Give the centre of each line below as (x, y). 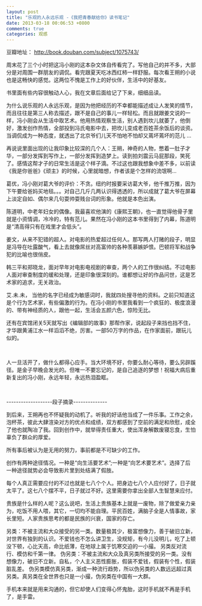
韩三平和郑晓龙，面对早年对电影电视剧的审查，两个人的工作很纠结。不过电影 (101, 267)
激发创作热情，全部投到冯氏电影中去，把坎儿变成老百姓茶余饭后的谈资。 (106, 128)
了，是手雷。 (22, 597)
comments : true (25, 29)
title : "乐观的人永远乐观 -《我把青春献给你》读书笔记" (68, 17)
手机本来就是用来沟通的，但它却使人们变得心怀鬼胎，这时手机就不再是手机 (98, 589)
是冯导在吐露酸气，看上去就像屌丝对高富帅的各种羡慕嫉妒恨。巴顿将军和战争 (101, 247)
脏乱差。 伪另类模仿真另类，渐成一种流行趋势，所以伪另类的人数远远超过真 (99, 569)
